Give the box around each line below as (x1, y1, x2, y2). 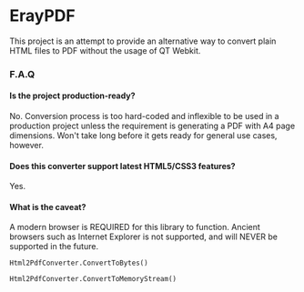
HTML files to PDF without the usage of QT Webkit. (9, 45, 201, 55)
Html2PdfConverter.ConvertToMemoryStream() (9, 275, 177, 284)
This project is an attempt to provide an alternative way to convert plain (9, 35, 277, 46)
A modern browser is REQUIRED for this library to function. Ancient (9, 222, 261, 233)
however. (9, 140, 44, 151)
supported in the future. (9, 241, 98, 252)
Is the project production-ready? (9, 90, 136, 101)
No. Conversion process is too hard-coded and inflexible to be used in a (9, 111, 279, 122)
